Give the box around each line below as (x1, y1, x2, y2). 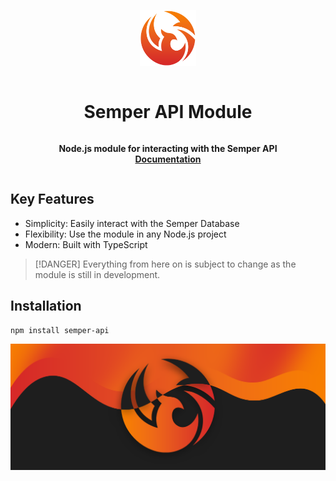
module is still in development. (34, 268, 161, 280)
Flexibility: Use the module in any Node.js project (24, 228, 227, 240)
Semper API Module (83, 101, 253, 124)
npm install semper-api (10, 325, 110, 335)
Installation (10, 298, 82, 315)
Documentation (134, 153, 202, 165)
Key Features (10, 191, 95, 208)
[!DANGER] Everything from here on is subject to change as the (34, 258, 297, 270)
